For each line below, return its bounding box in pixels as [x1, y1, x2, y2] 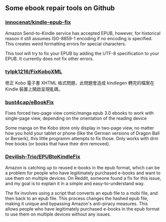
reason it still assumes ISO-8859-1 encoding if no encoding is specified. [5, 35, 153, 41]
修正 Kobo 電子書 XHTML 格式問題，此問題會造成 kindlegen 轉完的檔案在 [5, 79, 155, 86]
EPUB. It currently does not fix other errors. [5, 56, 94, 62]
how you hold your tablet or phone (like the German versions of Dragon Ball [5, 130, 160, 136]
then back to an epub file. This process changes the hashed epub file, [5, 195, 149, 201]
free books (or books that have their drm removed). [5, 141, 110, 147]
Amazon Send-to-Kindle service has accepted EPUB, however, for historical [5, 30, 161, 36]
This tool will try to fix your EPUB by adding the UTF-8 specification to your [5, 50, 160, 56]
